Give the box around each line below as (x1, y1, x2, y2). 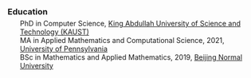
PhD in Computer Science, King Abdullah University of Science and (20, 19, 241, 28)
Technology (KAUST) (20, 27, 89, 37)
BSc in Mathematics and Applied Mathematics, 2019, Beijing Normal (20, 53, 243, 62)
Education (7, 6, 49, 17)
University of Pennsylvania (20, 44, 108, 53)
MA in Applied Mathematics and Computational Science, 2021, (20, 36, 225, 45)
